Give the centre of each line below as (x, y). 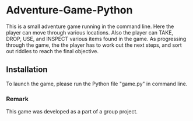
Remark (17, 99)
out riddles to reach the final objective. (52, 51)
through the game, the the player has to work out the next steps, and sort (94, 45)
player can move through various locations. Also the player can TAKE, (90, 32)
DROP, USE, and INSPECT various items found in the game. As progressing (96, 39)
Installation (27, 70)
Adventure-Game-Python (69, 10)
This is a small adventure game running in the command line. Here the (90, 26)
